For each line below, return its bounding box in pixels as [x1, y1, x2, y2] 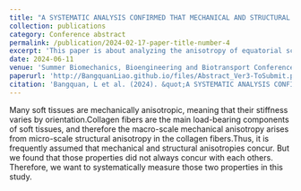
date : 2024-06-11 [9, 55, 74, 64]
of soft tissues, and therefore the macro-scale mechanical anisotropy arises [9, 123, 289, 135]
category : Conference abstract [9, 30, 126, 39]
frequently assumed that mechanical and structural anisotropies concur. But [9, 143, 289, 153]
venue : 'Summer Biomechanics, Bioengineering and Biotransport [9, 64, 251, 73]
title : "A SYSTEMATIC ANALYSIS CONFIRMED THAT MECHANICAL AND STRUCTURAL [9, 13, 291, 22]
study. [9, 171, 33, 182]
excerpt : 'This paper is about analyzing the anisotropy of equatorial [9, 47, 282, 56]
